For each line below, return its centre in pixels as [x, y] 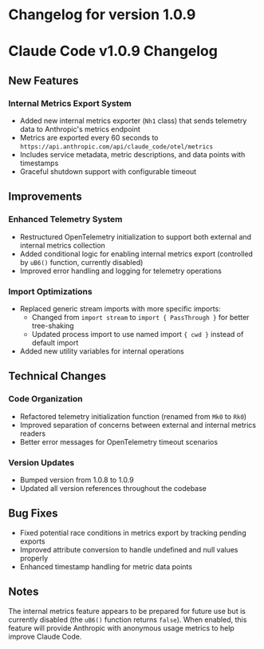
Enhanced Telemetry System [65, 220]
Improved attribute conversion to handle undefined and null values [129, 549]
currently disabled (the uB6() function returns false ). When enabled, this [128, 619]
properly [34, 558]
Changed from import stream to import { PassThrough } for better [140, 318]
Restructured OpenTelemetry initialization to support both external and [136, 236]
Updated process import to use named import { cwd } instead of [138, 334]
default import [55, 343]
